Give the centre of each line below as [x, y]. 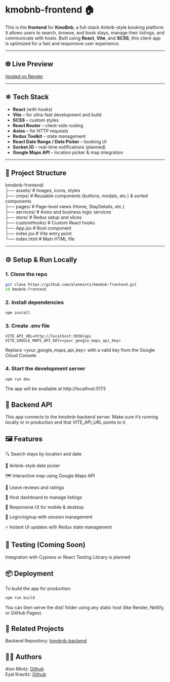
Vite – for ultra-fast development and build [57, 115]
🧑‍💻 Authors [24, 657]
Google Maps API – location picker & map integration [68, 152]
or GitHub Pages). [24, 613]
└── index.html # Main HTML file [40, 239]
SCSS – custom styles [36, 120]
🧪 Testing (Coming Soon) [46, 545]
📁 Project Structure [36, 173]
